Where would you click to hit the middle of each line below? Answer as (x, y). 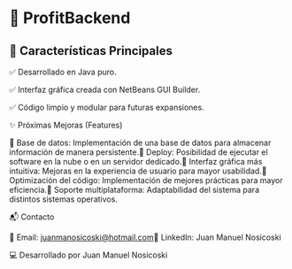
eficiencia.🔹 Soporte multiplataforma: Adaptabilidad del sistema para (134, 190)
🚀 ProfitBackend (70, 18)
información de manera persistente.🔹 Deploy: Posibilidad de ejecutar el (138, 152)
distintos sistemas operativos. (63, 199)
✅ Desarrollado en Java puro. (63, 72)
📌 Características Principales (91, 51)
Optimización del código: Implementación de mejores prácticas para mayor (146, 180)
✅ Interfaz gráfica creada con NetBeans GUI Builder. (105, 89)
